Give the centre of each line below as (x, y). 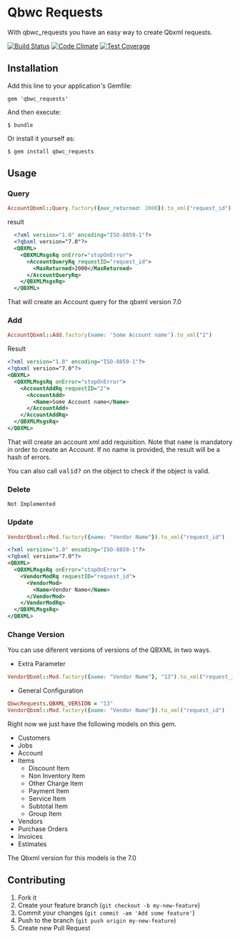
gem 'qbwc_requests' (38, 99)
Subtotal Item (48, 806)
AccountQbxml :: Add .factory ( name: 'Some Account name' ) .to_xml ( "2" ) (110, 335)
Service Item (47, 798)
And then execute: (34, 112)
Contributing (36, 880)
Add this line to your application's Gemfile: (70, 86)
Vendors (30, 821)
